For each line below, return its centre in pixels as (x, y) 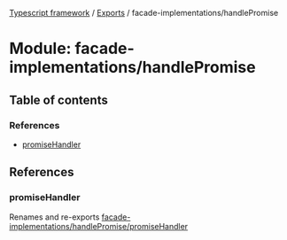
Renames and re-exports (54, 217)
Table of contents (58, 100)
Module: (40, 49)
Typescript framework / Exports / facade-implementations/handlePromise (144, 13)
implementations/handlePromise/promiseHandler (99, 226)
